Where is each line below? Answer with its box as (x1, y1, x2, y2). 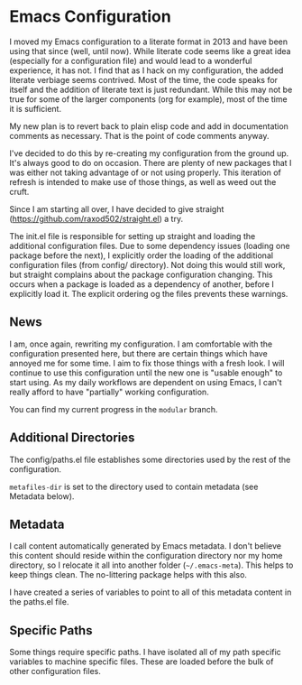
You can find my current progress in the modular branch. (9, 403, 218, 414)
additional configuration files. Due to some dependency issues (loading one (9, 240, 290, 251)
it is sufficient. (9, 103, 61, 114)
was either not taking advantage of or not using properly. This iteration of (9, 167, 281, 178)
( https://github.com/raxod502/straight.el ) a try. (9, 213, 183, 224)
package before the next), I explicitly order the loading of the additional (9, 250, 273, 261)
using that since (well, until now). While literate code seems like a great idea (9, 45, 291, 56)
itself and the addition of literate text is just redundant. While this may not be (9, 84, 293, 95)
